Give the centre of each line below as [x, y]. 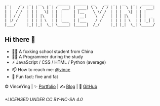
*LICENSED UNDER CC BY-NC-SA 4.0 [44, 100]
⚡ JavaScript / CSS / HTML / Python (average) [59, 62]
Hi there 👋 [20, 40]
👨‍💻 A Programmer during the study [47, 56]
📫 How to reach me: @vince [41, 69]
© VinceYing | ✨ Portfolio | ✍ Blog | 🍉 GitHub [51, 86]
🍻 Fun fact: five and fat [35, 77]
